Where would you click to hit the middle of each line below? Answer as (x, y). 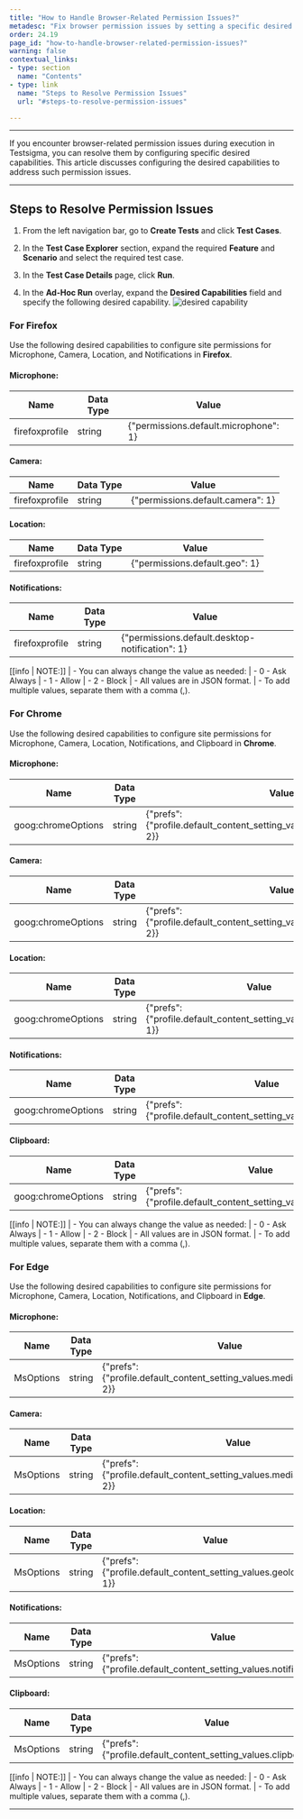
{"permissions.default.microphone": (203, 425)
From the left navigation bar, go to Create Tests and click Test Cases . (152, 231)
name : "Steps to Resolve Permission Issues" (102, 93)
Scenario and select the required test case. (103, 258)
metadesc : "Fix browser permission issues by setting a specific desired (151, 26)
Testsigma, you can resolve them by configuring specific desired (130, 153)
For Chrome (36, 714)
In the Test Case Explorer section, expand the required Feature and (148, 248)
